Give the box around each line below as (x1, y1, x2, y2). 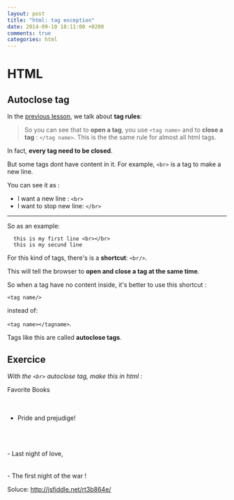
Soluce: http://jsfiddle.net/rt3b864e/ (7, 485, 111, 493)
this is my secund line (13, 242, 82, 249)
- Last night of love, (7, 449, 63, 458)
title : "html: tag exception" (7, 17, 95, 24)
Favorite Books (7, 385, 50, 393)
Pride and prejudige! (17, 414, 77, 422)
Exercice (7, 353, 46, 366)
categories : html (7, 36, 58, 43)
